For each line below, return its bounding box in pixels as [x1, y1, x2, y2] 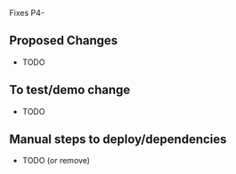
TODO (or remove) [21, 155, 91, 166]
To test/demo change [9, 83, 131, 98]
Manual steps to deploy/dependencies [9, 132, 227, 147]
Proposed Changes [9, 33, 118, 48]
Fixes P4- [9, 8, 45, 18]
